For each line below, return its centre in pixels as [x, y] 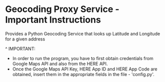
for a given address [25, 39]
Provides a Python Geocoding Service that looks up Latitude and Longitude [83, 33]
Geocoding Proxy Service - [62, 9]
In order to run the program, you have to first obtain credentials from [83, 58]
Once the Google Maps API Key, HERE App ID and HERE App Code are [85, 69]
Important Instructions [53, 20]
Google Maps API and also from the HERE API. [60, 63]
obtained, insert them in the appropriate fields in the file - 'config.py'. [83, 74]
